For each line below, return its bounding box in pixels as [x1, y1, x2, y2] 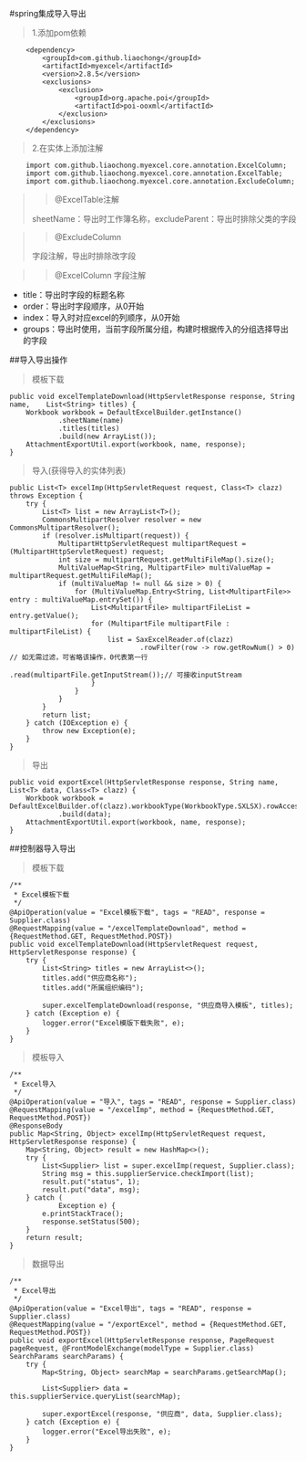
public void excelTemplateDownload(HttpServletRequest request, [9, 940, 259, 949]
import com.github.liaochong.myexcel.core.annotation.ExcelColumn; [25, 161, 287, 170]
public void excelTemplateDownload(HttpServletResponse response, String [9, 392, 296, 401]
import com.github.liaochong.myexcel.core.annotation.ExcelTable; [25, 169, 283, 178]
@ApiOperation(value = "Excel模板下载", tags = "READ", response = [9, 908, 266, 917]
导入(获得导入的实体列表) [31, 465, 127, 476]
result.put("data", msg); [42, 1185, 141, 1194]
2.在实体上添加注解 [31, 142, 104, 153]
